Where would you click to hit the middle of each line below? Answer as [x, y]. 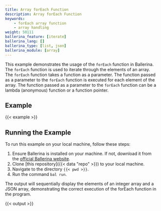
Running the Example [38, 132]
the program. [18, 194]
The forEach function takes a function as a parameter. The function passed [80, 75]
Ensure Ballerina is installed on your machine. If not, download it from [82, 153]
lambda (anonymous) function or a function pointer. [57, 90]
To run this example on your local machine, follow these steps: [68, 144]
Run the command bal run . [39, 174]
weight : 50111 [20, 32]
